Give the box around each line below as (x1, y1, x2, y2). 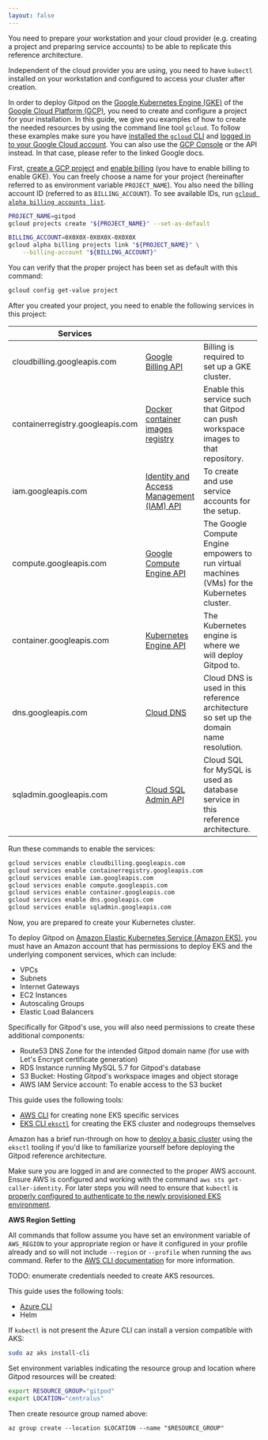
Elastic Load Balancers (19, 1007, 94, 1016)
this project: (8, 309, 47, 319)
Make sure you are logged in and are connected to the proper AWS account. (8, 1166, 257, 1175)
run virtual (203, 557, 241, 569)
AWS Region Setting (8, 1215, 76, 1224)
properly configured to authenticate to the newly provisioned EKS (8, 1192, 221, 1200)
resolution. (203, 741, 243, 752)
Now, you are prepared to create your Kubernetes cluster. (8, 918, 196, 927)
